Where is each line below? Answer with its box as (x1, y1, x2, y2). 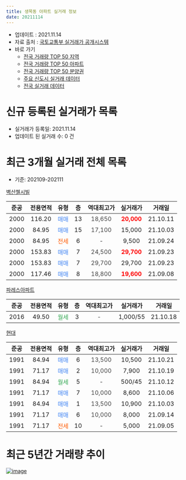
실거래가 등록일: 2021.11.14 (14, 126, 76, 133)
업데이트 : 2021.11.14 (14, 31, 62, 38)
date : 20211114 (6, 14, 43, 20)
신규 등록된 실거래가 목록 (6, 105, 118, 118)
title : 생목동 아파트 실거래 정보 (6, 8, 77, 15)
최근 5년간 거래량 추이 (6, 448, 106, 461)
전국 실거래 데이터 (23, 82, 65, 89)
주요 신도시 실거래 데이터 (23, 75, 80, 82)
